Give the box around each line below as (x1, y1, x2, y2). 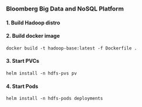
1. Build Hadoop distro (6, 19, 60, 26)
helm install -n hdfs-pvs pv (6, 70, 77, 76)
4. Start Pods (6, 83, 39, 90)
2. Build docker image (6, 33, 60, 40)
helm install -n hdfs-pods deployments (6, 95, 103, 102)
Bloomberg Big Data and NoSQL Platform (6, 5, 124, 13)
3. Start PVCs (6, 58, 40, 65)
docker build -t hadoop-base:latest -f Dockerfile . (6, 45, 137, 51)
